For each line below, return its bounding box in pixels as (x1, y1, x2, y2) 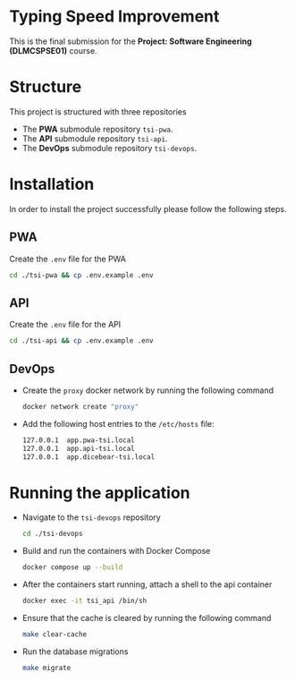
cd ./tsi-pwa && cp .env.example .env (9, 270, 154, 279)
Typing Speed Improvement (9, 6, 220, 27)
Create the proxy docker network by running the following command (21, 385, 274, 396)
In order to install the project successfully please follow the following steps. (9, 203, 287, 214)
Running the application (9, 482, 190, 503)
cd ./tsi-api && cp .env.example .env (9, 336, 154, 345)
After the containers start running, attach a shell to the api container (21, 579, 273, 590)
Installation (9, 175, 95, 194)
